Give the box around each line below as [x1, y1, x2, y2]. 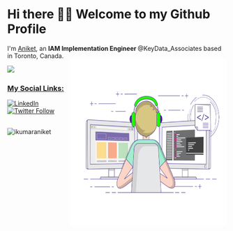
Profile [7, 21, 47, 37]
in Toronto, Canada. [7, 52, 64, 60]
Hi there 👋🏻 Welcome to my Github [7, 6, 211, 22]
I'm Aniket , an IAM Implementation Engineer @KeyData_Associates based [7, 44, 222, 52]
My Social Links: [7, 83, 64, 93]
